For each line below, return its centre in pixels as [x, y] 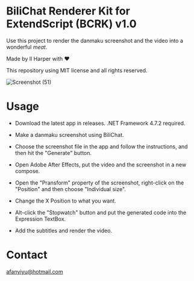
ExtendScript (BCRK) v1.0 [71, 24]
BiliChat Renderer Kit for [68, 11]
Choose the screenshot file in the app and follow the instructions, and [101, 147]
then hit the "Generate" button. [53, 153]
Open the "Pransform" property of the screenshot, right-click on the [99, 183]
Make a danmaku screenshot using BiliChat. [70, 134]
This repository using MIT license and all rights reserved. [77, 70]
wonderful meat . [27, 47]
